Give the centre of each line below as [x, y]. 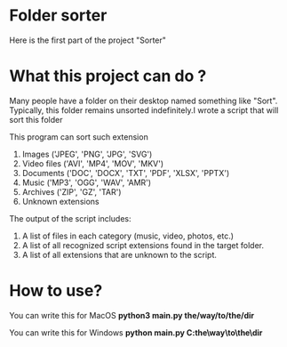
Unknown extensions [60, 201]
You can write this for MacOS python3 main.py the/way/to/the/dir [132, 315]
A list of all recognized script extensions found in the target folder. [143, 245]
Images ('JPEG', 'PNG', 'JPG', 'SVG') [87, 154]
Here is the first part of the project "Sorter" [88, 40]
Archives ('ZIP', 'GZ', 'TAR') [72, 191]
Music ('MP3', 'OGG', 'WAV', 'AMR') [87, 182]
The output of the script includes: [70, 218]
